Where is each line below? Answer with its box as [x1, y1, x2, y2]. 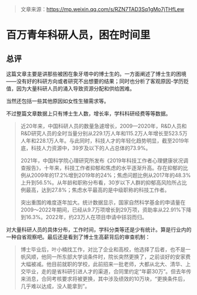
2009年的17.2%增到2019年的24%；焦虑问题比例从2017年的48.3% [31, 172, 191, 179]
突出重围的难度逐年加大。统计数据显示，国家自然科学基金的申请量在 [20, 199, 186, 206]
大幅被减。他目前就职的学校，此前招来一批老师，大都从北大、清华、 [20, 261, 186, 267]
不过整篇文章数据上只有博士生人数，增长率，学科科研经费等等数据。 [6, 110, 171, 117]
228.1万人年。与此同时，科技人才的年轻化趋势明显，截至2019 [36, 138, 184, 144]
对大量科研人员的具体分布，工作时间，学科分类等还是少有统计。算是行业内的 [6, 226, 192, 233]
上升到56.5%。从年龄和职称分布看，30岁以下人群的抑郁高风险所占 [20, 179, 182, 186]
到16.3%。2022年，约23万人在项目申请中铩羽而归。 [20, 214, 148, 220]
